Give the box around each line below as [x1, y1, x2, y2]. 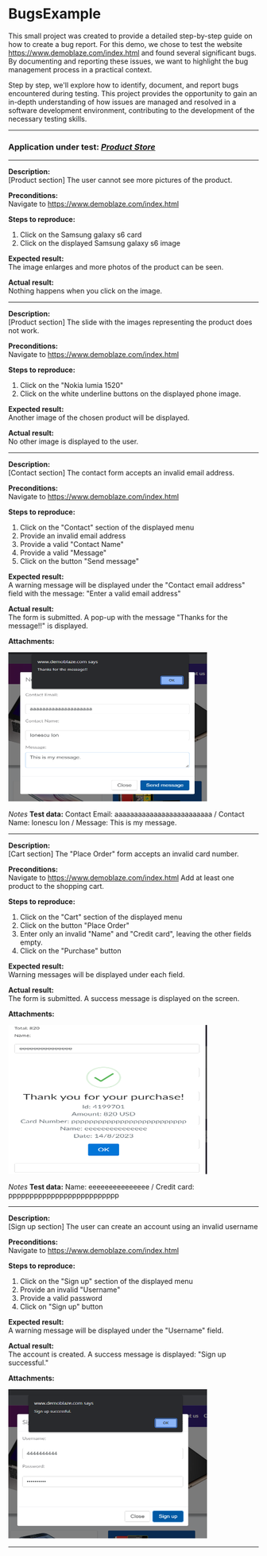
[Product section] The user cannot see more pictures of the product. [8, 176, 233, 185]
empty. [19, 937, 43, 947]
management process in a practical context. [8, 64, 153, 74]
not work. [8, 326, 40, 336]
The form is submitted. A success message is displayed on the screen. [8, 994, 240, 1003]
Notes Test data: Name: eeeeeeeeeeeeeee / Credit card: [8, 1182, 195, 1192]
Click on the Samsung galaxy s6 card [19, 230, 142, 239]
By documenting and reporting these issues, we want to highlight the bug [8, 56, 249, 66]
